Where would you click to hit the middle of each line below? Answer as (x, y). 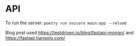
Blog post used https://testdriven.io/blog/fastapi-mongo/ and (69, 32)
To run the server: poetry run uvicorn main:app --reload (66, 23)
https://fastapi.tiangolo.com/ (35, 38)
